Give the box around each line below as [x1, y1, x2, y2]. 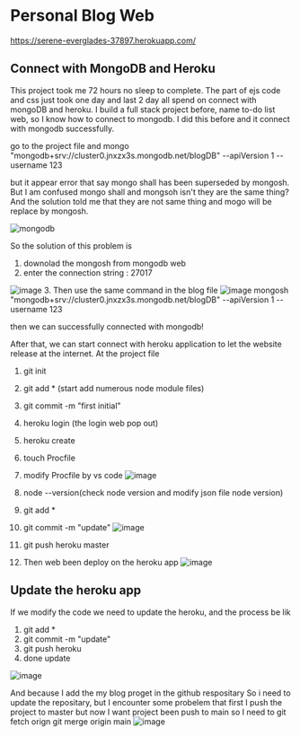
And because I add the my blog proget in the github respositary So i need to [10, 688, 291, 698]
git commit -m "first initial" [22, 400, 121, 411]
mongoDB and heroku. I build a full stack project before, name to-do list [10, 104, 276, 115]
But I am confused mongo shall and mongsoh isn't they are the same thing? [10, 186, 290, 197]
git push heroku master [22, 539, 110, 550]
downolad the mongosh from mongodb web [22, 258, 187, 268]
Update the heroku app [10, 583, 142, 598]
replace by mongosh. [10, 206, 89, 216]
